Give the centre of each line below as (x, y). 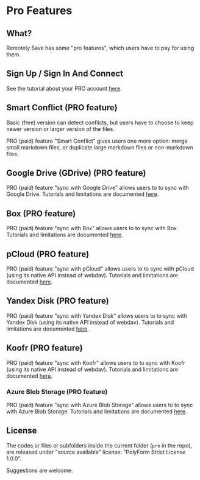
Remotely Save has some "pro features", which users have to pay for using (100, 48)
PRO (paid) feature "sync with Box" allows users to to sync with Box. (92, 228)
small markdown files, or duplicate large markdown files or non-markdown (100, 147)
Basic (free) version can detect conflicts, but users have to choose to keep (100, 122)
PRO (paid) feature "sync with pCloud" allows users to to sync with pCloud (100, 269)
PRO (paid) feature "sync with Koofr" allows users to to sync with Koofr (96, 362)
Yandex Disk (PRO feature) (58, 301)
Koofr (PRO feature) (45, 348)
